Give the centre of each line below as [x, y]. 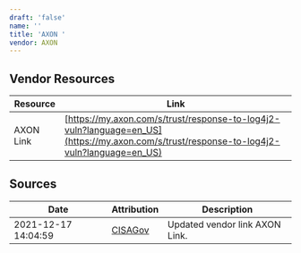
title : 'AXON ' [38, 34]
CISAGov [130, 230]
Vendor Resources [62, 78]
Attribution [135, 209]
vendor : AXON [34, 42]
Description [228, 209]
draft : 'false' [38, 17]
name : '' [26, 26]
